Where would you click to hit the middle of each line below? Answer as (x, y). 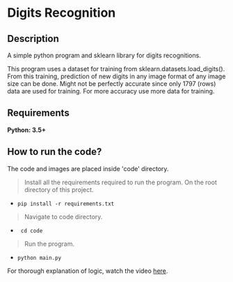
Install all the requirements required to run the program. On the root (120, 182)
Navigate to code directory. (63, 216)
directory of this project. (59, 189)
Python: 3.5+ (27, 130)
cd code (32, 231)
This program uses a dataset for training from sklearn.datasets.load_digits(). (116, 69)
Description (33, 39)
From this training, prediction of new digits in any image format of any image (116, 76)
